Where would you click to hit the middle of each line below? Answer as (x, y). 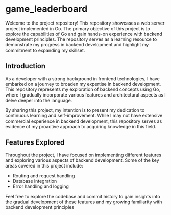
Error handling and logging (41, 186)
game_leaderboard (46, 9)
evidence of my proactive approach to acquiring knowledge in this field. (81, 126)
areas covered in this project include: (44, 165)
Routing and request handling (44, 175)
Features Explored (35, 143)
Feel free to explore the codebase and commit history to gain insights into (83, 196)
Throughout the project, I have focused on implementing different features (83, 155)
